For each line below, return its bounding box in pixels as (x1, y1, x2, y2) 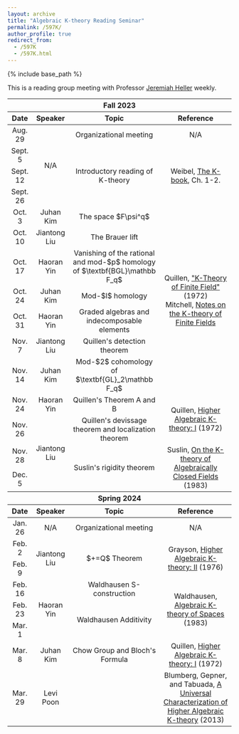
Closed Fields (173, 471, 219, 481)
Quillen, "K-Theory (164, 273, 228, 283)
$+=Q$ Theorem (86, 553, 142, 563)
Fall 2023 (102, 100, 137, 110)
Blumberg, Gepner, (164, 670, 228, 680)
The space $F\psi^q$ (78, 211, 150, 221)
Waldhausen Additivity (77, 614, 152, 624)
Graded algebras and (79, 307, 150, 317)
